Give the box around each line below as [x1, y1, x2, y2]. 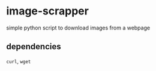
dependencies [6, 42, 61, 52]
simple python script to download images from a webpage [6, 24, 151, 31]
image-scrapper [6, 4, 89, 18]
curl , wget [6, 57, 31, 64]
